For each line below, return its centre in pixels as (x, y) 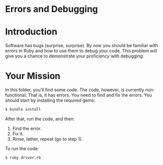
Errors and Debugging (52, 9)
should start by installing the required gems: (50, 101)
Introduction (31, 32)
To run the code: (22, 148)
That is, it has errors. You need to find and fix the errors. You (90, 95)
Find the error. (27, 128)
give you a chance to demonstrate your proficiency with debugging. (75, 56)
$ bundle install (23, 110)
